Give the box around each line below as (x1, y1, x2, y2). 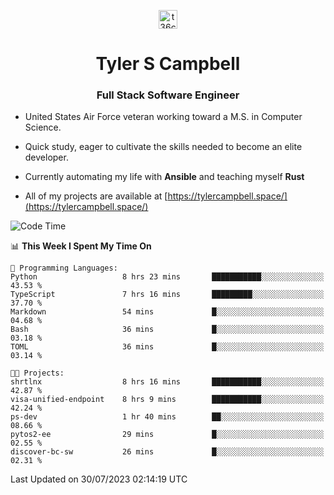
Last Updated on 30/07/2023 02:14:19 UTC (10, 473, 188, 485)
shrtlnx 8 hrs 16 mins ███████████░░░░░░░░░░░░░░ (10, 377, 325, 387)
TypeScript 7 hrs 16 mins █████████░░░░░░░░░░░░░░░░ (10, 290, 325, 300)
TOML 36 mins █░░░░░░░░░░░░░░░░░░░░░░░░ (10, 342, 325, 352)
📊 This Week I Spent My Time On (10, 240, 152, 252)
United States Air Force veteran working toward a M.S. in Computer (24, 111, 303, 123)
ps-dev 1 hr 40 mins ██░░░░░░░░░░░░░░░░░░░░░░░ (10, 412, 325, 422)
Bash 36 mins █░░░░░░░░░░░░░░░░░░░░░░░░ (10, 325, 325, 335)
